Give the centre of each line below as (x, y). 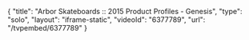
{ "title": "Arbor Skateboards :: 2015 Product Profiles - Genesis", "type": (125, 11)
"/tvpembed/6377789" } (47, 28)
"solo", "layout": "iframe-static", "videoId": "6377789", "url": (106, 20)
